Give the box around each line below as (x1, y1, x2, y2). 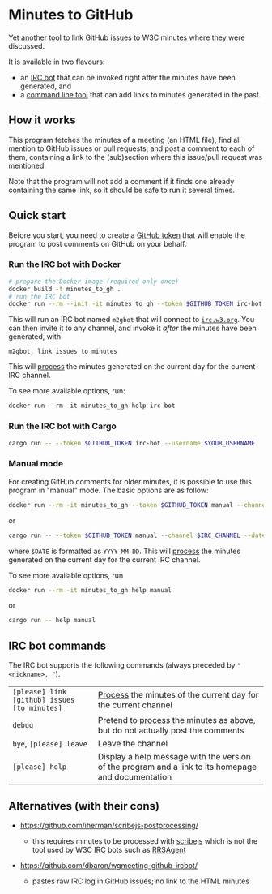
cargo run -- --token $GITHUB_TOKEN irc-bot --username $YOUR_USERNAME (8, 439, 255, 447)
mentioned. (8, 161, 47, 170)
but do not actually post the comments (97, 724, 244, 736)
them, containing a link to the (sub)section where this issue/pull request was (8, 152, 263, 161)
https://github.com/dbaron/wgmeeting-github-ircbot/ (19, 860, 198, 870)
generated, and (19, 81, 71, 91)
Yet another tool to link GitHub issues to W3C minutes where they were (8, 32, 245, 42)
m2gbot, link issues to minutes (8, 347, 117, 356)
